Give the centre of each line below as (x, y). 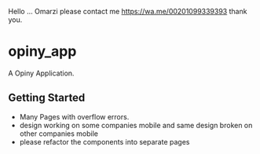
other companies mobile (59, 134)
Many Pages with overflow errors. (74, 116)
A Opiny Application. (41, 73)
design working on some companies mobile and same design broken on (136, 125)
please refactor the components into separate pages (104, 141)
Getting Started (47, 98)
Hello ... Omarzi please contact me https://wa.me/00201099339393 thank (128, 11)
